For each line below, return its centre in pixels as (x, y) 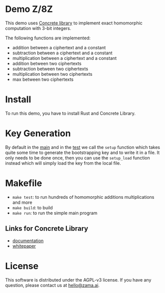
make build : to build (33, 207)
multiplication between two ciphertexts (52, 74)
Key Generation (38, 134)
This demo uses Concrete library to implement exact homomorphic (74, 23)
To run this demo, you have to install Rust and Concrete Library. (71, 113)
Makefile (24, 183)
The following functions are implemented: (48, 38)
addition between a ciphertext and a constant (59, 47)
